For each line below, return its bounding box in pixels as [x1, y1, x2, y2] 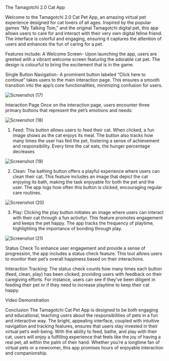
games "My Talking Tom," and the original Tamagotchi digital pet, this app [5, 25, 159, 31]
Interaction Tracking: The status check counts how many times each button [5, 266, 162, 272]
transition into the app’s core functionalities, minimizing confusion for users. [5, 82, 163, 88]
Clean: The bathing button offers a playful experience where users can [12, 168, 160, 174]
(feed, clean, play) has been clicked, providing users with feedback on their [5, 271, 162, 277]
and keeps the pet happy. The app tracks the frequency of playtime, [12, 220, 154, 226]
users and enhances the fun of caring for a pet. [5, 41, 103, 47]
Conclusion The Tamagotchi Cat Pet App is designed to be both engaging [5, 307, 158, 313]
